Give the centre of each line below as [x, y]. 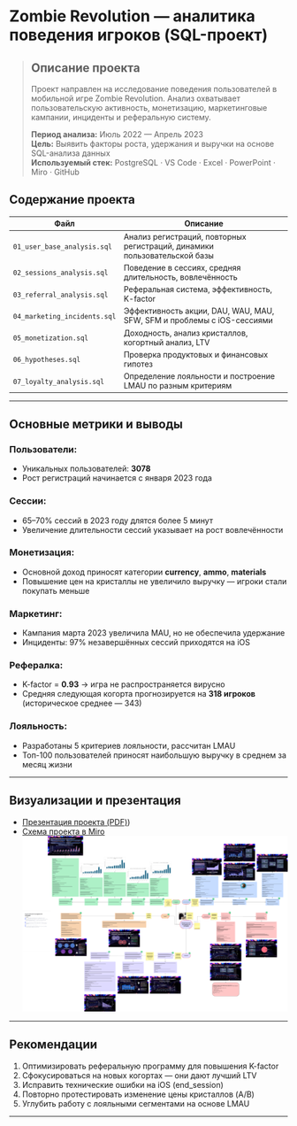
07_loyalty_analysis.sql [58, 382]
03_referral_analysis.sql [61, 295]
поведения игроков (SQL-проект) [138, 35]
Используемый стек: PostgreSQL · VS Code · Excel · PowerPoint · [153, 162]
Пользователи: [43, 449]
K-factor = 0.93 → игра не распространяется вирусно [123, 684]
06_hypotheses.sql [47, 360]
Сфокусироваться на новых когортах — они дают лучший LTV [139, 1075]
